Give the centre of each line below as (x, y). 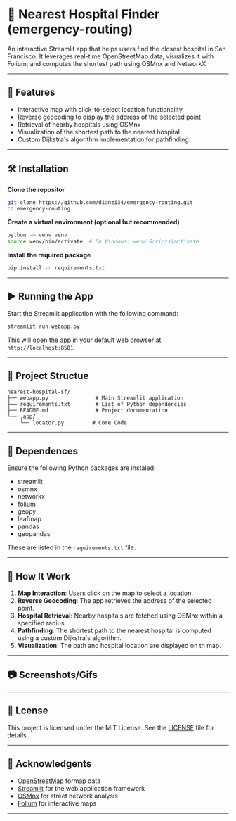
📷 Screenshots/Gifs (52, 675)
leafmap (29, 519)
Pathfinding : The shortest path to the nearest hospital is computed (114, 631)
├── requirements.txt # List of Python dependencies (97, 405)
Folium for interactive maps (57, 803)
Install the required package (49, 255)
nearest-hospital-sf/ (39, 392)
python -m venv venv (38, 235)
